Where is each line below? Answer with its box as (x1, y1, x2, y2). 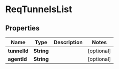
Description (53, 39, 83, 46)
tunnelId (8, 47, 29, 54)
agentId (8, 56, 27, 62)
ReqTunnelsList (5, 4, 73, 15)
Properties (5, 24, 40, 32)
